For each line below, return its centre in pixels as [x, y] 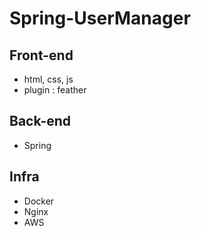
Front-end [41, 55]
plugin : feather [55, 90]
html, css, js [48, 79]
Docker [39, 201]
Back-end [40, 121]
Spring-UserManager [100, 18]
